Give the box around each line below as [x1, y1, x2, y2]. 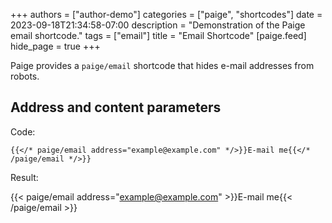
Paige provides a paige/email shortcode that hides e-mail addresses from [10, 60, 315, 71]
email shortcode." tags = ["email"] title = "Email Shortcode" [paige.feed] [10, 30, 307, 41]
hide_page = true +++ [10, 40, 101, 52]
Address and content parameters [10, 99, 222, 116]
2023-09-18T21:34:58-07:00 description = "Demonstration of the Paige [10, 19, 306, 31]
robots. [10, 70, 40, 82]
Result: [10, 171, 39, 183]
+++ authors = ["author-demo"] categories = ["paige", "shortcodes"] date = [10, 9, 323, 20]
